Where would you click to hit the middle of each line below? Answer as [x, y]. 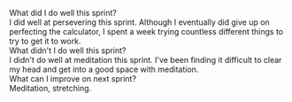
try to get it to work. [45, 41]
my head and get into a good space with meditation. [104, 69]
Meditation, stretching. [50, 88]
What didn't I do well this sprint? [68, 51]
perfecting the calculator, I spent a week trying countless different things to [146, 31]
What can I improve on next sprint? [73, 78]
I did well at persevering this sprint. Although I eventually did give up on [139, 22]
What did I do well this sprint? [63, 13]
